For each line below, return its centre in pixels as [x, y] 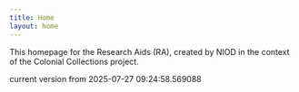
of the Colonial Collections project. [74, 61]
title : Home [32, 18]
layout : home [34, 26]
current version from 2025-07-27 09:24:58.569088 [105, 78]
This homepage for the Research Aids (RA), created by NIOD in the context [149, 51]
